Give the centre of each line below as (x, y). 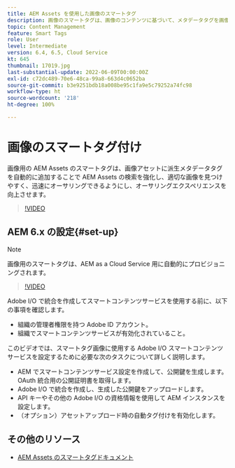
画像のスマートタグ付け (74, 148)
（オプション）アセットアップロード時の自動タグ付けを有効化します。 (118, 415)
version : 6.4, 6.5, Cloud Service (58, 53)
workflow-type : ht (34, 92)
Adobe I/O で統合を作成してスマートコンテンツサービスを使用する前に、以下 (117, 300)
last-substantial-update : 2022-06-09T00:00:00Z (78, 72)
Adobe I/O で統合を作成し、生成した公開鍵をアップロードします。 (112, 389)
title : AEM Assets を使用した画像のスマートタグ (72, 14)
